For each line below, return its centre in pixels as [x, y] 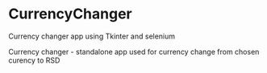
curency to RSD [34, 60]
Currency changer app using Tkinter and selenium [92, 36]
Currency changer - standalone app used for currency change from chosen [134, 51]
